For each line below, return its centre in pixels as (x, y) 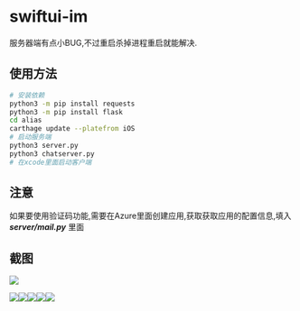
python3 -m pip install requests (72, 104)
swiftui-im (49, 17)
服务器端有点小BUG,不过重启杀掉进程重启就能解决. (103, 42)
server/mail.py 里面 (47, 227)
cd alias (26, 120)
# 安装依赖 (27, 95)
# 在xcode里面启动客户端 (51, 162)
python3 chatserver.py (52, 154)
